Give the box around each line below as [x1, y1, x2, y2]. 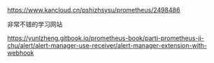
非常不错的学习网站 [7, 20, 63, 28]
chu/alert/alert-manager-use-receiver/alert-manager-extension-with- [7, 42, 208, 49]
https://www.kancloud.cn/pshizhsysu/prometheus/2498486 [7, 6, 180, 14]
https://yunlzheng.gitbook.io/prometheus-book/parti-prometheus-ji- [7, 34, 204, 42]
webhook [7, 48, 34, 57]
